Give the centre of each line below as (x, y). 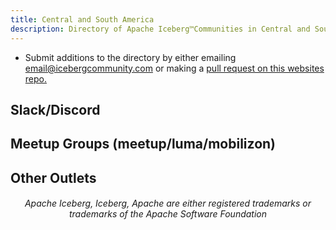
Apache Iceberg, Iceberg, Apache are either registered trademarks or (168, 203)
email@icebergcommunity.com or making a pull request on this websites (174, 68)
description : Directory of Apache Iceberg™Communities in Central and (160, 29)
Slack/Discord (55, 109)
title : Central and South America (82, 19)
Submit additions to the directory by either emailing (130, 57)
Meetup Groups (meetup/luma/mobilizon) (143, 144)
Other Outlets (53, 177)
